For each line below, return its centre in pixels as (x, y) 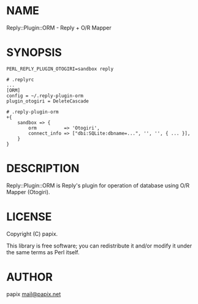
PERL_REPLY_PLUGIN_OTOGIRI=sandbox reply (60, 69)
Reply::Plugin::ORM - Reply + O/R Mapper (59, 28)
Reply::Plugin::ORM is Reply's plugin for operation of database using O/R (98, 185)
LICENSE (29, 217)
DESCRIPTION (43, 169)
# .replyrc (20, 80)
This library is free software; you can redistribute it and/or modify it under (99, 246)
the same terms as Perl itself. (43, 252)
